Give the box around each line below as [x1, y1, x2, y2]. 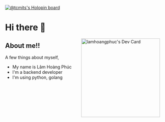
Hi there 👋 [5, 22, 46, 33]
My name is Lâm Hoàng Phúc [12, 64, 72, 70]
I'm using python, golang [12, 74, 63, 80]
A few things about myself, [5, 55, 59, 60]
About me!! [5, 41, 40, 50]
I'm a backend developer [12, 69, 63, 75]
